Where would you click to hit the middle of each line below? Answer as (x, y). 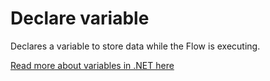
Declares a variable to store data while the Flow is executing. (135, 46)
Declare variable (80, 18)
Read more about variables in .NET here (92, 65)
